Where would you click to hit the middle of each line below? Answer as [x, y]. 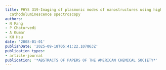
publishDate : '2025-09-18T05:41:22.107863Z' [52, 46]
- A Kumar [15, 33]
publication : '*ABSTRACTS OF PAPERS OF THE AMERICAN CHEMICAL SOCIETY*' [82, 60]
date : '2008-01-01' [25, 42]
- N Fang [14, 23]
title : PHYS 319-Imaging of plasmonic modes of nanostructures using [78, 10]
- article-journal [24, 55]
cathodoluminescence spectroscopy [45, 14]
